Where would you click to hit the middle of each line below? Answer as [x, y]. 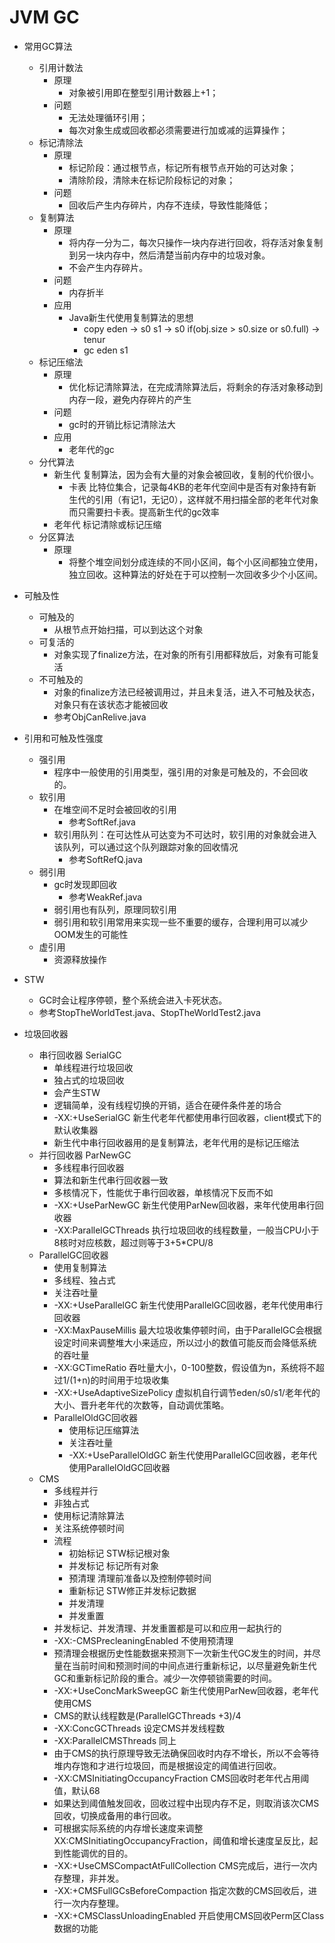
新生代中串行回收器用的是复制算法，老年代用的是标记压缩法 [176, 1142]
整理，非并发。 [93, 1878]
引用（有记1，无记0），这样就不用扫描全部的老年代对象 [207, 499]
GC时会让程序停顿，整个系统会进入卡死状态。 [133, 1000]
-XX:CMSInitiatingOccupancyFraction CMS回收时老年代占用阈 [181, 1778]
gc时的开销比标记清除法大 [122, 424]
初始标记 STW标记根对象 [119, 1553]
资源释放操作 [80, 959]
